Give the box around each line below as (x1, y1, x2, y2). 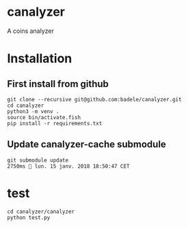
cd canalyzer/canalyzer (7, 208, 75, 215)
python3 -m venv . (7, 107, 59, 115)
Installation (7, 51, 72, 66)
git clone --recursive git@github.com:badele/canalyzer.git (7, 96, 183, 103)
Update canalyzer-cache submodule (7, 138, 166, 151)
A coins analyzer (7, 27, 55, 35)
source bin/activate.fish (7, 114, 81, 121)
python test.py (7, 214, 51, 221)
